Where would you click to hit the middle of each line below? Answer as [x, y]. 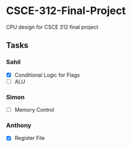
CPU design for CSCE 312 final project [52, 27]
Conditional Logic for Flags [47, 75]
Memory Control [34, 110]
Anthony [19, 125]
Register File [30, 138]
